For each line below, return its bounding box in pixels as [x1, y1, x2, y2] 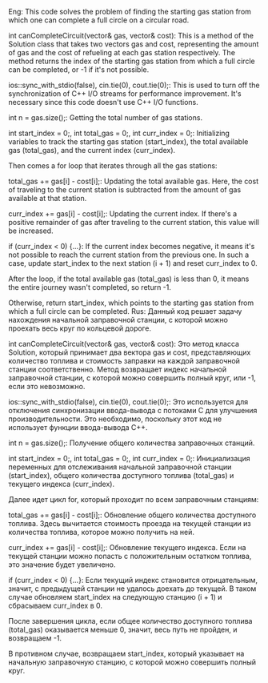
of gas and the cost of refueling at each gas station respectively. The [8, 48, 236, 57]
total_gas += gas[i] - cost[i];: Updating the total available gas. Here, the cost [8, 176, 258, 186]
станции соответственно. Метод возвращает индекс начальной [8, 364, 227, 374]
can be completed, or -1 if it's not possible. [8, 65, 150, 74]
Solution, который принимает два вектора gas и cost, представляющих [8, 348, 251, 357]
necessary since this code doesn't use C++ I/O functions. [8, 98, 198, 106]
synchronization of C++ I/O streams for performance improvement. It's [8, 89, 242, 98]
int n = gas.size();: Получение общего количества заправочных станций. [8, 438, 255, 448]
